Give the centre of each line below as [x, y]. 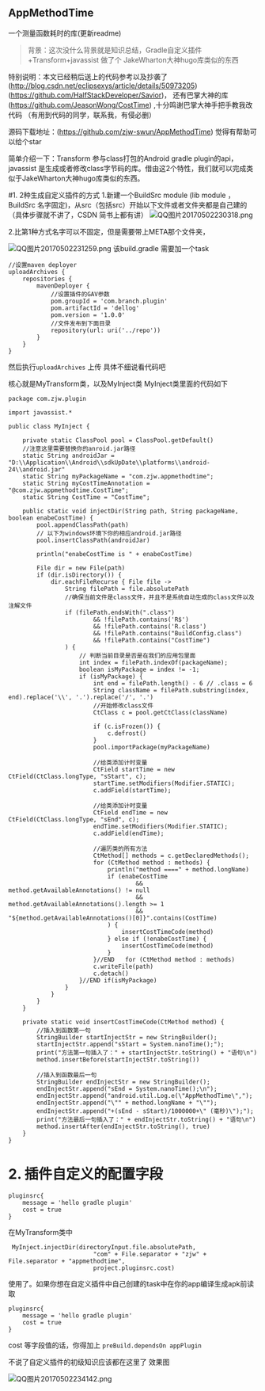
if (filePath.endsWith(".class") [120, 612]
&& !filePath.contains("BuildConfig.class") [168, 633]
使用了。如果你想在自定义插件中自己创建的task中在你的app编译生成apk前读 [131, 1283]
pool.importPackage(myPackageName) [152, 747]
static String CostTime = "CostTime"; [86, 497]
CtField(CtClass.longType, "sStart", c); [78, 776]
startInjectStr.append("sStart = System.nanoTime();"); [131, 1044]
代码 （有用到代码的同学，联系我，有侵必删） [82, 115]
